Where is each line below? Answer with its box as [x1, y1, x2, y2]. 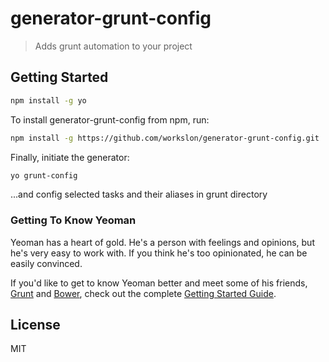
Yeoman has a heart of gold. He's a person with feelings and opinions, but [10, 236, 315, 248]
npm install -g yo [10, 95, 87, 106]
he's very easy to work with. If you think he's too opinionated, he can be [10, 247, 308, 259]
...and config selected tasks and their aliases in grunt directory [10, 188, 268, 201]
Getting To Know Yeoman [10, 213, 137, 227]
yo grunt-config [10, 170, 78, 181]
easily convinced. [10, 257, 83, 269]
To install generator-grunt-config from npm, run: [10, 113, 210, 126]
